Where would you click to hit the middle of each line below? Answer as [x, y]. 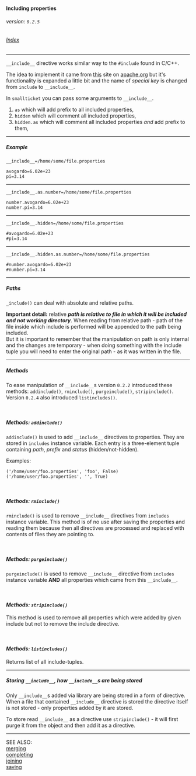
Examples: [18, 461]
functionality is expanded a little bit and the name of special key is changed [97, 81]
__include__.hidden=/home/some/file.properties [65, 223]
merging [16, 748]
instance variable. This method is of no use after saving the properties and [95, 522]
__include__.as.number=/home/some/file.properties [69, 192]
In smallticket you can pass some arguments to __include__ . [80, 98]
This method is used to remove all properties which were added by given [94, 618]
